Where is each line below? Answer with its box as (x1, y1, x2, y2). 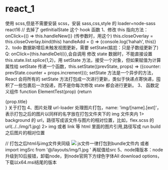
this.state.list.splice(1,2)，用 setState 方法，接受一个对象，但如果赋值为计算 (5, 57, 161, 63)
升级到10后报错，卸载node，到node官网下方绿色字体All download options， (5, 153, 162, 159)
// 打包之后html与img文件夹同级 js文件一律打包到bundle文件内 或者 (5, 140, 149, 146)
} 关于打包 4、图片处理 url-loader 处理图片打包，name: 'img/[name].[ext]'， (5, 104, 161, 111)
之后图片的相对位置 (5, 129, 45, 136)
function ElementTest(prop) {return (19, 89, 92, 95)
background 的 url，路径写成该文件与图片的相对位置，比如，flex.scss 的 (5, 117, 154, 123)
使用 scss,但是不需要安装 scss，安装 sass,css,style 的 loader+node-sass (5, 20, 156, 26)
